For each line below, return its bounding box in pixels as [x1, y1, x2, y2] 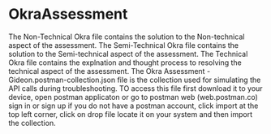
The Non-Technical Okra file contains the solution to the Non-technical [8, 32, 245, 41]
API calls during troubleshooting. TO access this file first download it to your [8, 83, 263, 93]
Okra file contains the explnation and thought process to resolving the [8, 58, 242, 67]
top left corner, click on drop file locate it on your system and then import [8, 109, 253, 119]
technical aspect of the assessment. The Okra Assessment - [8, 66, 211, 76]
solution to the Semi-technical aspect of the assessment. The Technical [8, 49, 248, 58]
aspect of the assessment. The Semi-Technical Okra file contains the [8, 40, 239, 50]
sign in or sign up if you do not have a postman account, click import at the [8, 101, 259, 110]
